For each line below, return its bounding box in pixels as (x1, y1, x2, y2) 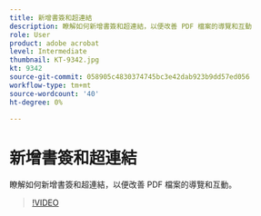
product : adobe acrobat (9, 38, 100, 48)
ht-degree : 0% (9, 97, 64, 107)
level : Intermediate (9, 47, 88, 56)
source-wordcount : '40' (9, 89, 100, 98)
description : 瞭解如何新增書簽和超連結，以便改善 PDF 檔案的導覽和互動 (9, 22, 253, 31)
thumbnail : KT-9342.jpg (9, 55, 100, 64)
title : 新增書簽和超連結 (9, 13, 93, 23)
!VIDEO (31, 197, 59, 209)
